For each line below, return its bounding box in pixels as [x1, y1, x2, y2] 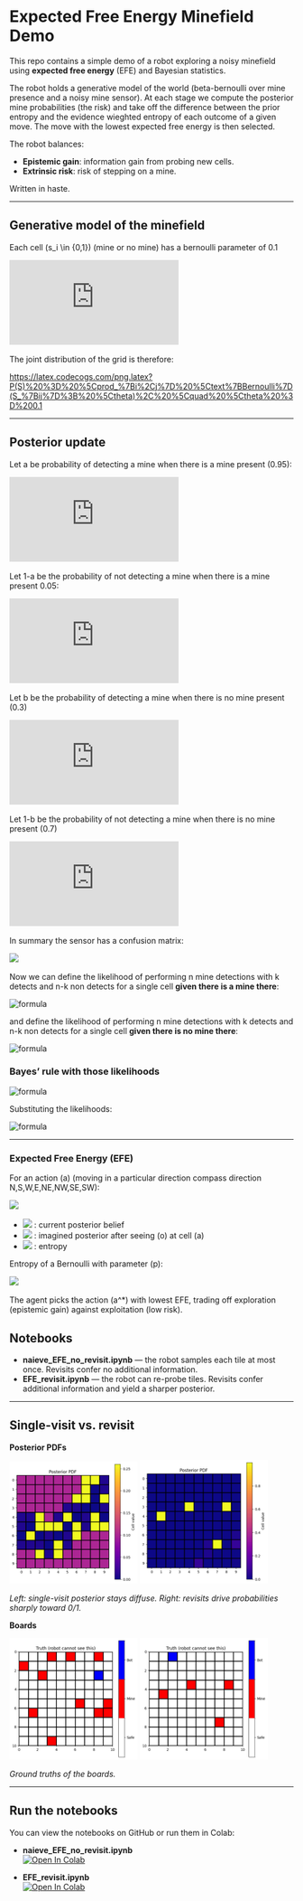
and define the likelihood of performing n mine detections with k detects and [9, 1015, 294, 1027]
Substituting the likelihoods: [9, 1103, 113, 1114]
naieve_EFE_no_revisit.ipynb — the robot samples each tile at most [22, 1354, 276, 1365]
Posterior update [9, 435, 106, 450]
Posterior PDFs [9, 1442, 68, 1453]
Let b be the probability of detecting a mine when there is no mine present [9, 692, 285, 702]
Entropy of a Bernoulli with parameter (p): [9, 1258, 164, 1269]
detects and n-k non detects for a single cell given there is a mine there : [9, 981, 280, 992]
